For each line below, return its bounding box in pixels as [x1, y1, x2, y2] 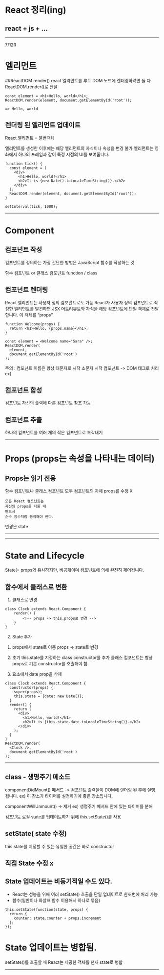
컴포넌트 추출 [5, 415, 42, 424]
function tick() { [5, 161, 42, 166]
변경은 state [5, 524, 28, 530]
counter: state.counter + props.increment [14, 916, 102, 921]
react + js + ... [5, 24, 48, 32]
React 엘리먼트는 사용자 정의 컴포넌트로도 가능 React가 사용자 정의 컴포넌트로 [5, 299, 153, 305]
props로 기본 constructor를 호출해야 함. [12, 660, 89, 666]
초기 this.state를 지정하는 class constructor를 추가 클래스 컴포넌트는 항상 [12, 655, 153, 660]
